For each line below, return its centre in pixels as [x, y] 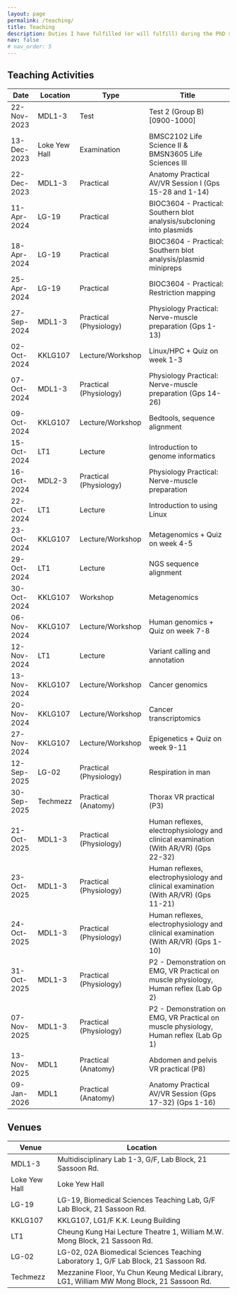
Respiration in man [180, 772]
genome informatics [182, 456]
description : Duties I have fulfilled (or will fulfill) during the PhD [116, 34]
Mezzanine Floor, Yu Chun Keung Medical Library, [140, 1272]
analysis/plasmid [177, 259]
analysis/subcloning [182, 221]
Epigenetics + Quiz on [186, 738]
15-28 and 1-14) [179, 191]
